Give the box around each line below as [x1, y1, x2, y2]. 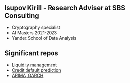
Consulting [4, 12, 40, 20]
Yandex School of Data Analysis [11, 35, 77, 41]
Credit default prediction [11, 67, 62, 73]
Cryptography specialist [11, 24, 61, 30]
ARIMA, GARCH [11, 72, 44, 78]
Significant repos [4, 49, 58, 58]
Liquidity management [11, 62, 57, 68]
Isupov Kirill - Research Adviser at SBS [4, 4, 126, 12]
